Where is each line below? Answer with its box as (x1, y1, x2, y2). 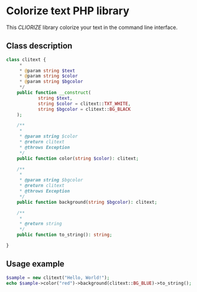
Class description (6, 41, 73, 51)
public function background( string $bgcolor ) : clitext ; (17, 199, 158, 205)
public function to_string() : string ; (17, 232, 112, 238)
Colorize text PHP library (6, 4, 130, 18)
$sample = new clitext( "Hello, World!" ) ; (6, 274, 110, 281)
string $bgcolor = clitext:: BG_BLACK (37, 106, 131, 112)
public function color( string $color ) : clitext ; (17, 155, 139, 161)
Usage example (6, 259, 65, 269)
